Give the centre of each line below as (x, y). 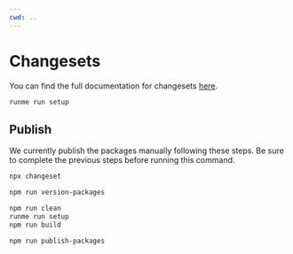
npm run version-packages (57, 192)
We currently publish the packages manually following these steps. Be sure (146, 150)
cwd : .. (24, 17)
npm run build (36, 225)
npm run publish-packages (57, 241)
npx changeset (36, 177)
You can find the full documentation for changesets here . (114, 86)
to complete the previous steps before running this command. (122, 160)
